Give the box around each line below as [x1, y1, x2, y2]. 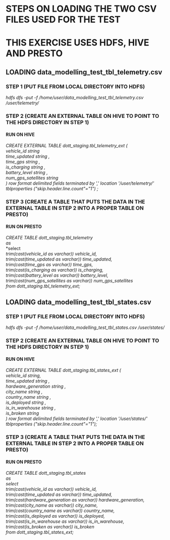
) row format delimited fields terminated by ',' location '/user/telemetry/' [6, 180, 154, 186]
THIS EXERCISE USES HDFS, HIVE [6, 37, 149, 49]
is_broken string [6, 410, 39, 417]
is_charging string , [6, 164, 46, 170]
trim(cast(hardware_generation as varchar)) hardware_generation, [6, 497, 145, 503]
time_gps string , [6, 159, 40, 165]
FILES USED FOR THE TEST [6, 14, 121, 25]
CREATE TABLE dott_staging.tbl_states [6, 470, 86, 476]
